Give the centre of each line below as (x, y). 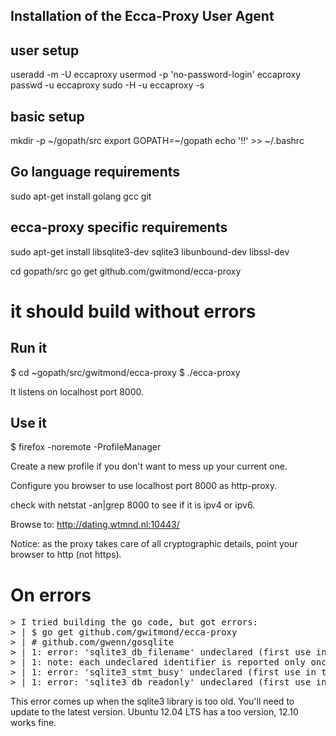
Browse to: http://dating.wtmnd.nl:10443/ (95, 525)
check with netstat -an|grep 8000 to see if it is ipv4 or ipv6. (133, 505)
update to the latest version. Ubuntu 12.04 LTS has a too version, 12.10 (154, 712)
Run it (29, 348)
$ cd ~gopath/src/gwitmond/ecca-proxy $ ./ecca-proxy (125, 372)
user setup (45, 50)
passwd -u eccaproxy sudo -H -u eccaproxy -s (107, 85)
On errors (51, 595)
